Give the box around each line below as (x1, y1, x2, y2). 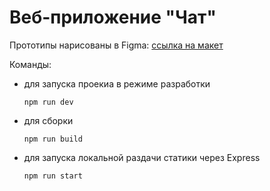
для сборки (23, 114, 74, 126)
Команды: (9, 58, 52, 70)
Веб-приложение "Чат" (9, 6, 217, 29)
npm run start (23, 171, 83, 181)
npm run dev (23, 97, 74, 107)
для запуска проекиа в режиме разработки (23, 77, 211, 90)
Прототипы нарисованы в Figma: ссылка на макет (9, 39, 224, 51)
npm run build (23, 134, 83, 144)
